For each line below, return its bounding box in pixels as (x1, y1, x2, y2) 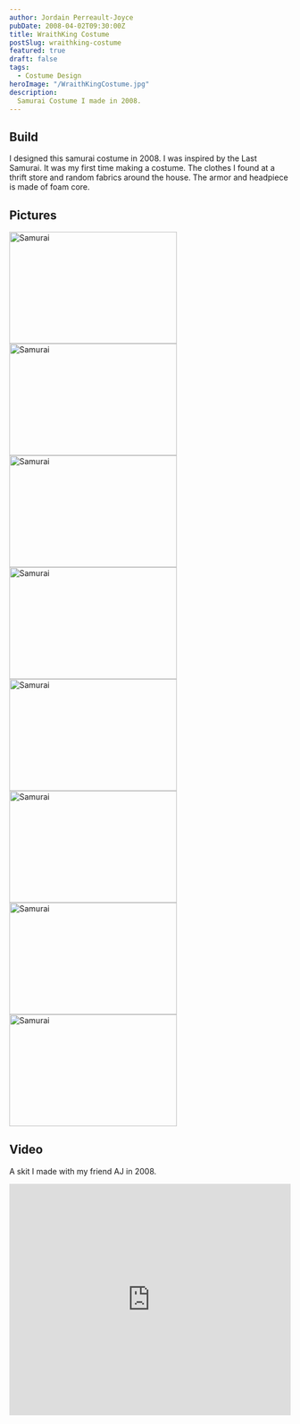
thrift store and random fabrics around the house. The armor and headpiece (9, 172, 288, 183)
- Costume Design (17, 72, 82, 81)
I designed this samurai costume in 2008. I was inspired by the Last (9, 153, 257, 164)
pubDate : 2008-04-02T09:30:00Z (9, 21, 126, 30)
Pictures (9, 208, 57, 223)
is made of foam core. (9, 182, 91, 192)
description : (9, 88, 58, 97)
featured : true (9, 47, 66, 55)
